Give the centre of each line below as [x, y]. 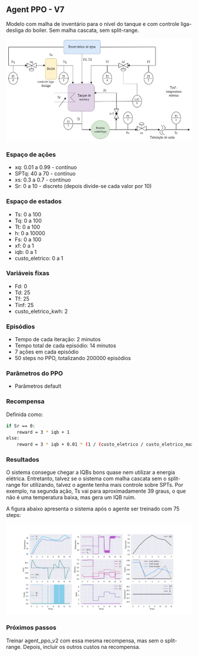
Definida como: [24, 414]
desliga [15, 30]
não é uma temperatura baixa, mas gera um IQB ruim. [71, 497]
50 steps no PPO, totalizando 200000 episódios [73, 358]
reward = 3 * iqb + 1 [43, 432]
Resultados [23, 460]
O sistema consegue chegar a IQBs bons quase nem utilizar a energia [91, 472]
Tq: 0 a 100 [28, 220]
